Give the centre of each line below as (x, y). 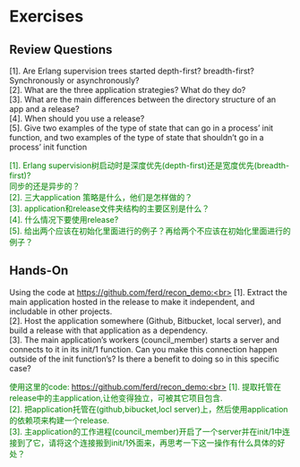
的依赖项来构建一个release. (60, 420)
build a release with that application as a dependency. (109, 330)
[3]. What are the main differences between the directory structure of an (143, 99)
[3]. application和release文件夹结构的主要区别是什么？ (110, 208)
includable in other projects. (61, 311)
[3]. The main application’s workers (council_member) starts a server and (145, 340)
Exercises (47, 17)
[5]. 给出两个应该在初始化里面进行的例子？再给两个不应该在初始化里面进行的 (150, 231)
